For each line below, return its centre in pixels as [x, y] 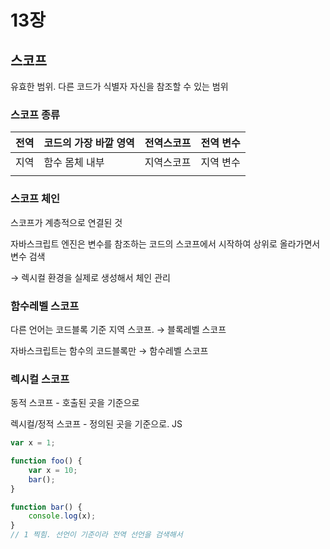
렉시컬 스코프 [40, 379]
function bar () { [46, 507]
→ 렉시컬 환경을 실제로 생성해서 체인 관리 [90, 277]
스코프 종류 [35, 114]
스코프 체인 [35, 199]
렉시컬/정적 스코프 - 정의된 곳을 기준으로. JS [96, 424]
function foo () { [46, 461]
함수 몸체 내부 [74, 163]
